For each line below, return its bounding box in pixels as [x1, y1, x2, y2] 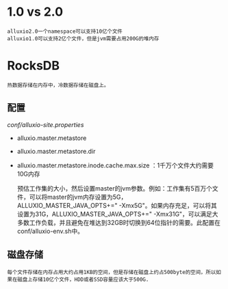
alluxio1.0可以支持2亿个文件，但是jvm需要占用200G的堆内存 [7, 35, 160, 42]
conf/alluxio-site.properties [7, 120, 84, 128]
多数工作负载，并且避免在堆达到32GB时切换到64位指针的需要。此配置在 [16, 218, 221, 226]
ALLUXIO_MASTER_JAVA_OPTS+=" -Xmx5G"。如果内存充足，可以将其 [16, 201, 218, 209]
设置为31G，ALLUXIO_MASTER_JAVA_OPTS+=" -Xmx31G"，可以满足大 [16, 210, 218, 218]
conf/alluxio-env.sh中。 [16, 227, 84, 235]
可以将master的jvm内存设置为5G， [29, 193, 127, 201]
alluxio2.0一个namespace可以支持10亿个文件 [7, 28, 123, 35]
